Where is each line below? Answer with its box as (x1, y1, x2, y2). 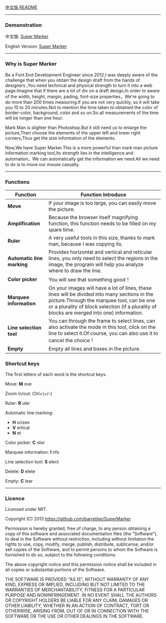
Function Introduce (81, 191, 127, 198)
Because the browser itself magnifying (48, 214, 138, 221)
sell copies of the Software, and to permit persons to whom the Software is (5, 547, 158, 553)
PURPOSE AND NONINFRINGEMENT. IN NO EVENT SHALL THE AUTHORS (5, 592, 157, 598)
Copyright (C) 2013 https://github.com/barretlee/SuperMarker (5, 516, 131, 522)
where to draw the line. (48, 267, 102, 274)
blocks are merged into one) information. (48, 309, 143, 316)
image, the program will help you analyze (48, 261, 144, 268)
